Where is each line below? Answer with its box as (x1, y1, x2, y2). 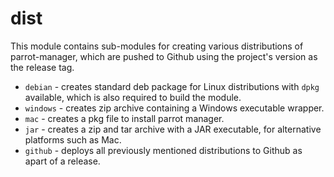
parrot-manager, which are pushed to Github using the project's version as (10, 50, 318, 62)
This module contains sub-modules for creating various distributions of (10, 40, 304, 52)
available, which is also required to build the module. (24, 91, 242, 103)
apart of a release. (24, 155, 101, 167)
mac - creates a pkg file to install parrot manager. (24, 112, 225, 124)
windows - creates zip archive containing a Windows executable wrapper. (24, 102, 325, 114)
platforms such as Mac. (24, 133, 122, 146)
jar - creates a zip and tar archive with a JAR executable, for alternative (24, 123, 322, 135)
